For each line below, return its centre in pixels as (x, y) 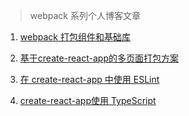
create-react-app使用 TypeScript (88, 100)
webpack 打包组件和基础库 (75, 37)
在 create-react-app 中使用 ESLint (89, 79)
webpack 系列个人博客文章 (85, 15)
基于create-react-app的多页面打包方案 (99, 58)
